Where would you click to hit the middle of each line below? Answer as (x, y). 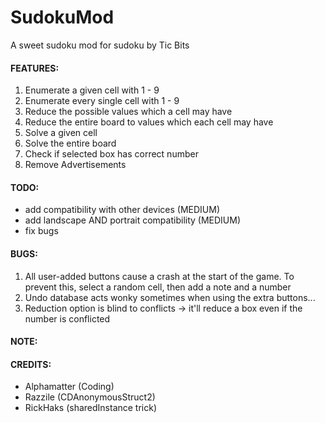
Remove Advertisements (75, 165)
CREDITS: (31, 364)
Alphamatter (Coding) (69, 387)
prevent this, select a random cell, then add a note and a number (158, 287)
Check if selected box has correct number (111, 154)
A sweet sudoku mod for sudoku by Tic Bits (100, 45)
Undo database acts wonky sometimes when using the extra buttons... (170, 297)
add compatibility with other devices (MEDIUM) (122, 210)
